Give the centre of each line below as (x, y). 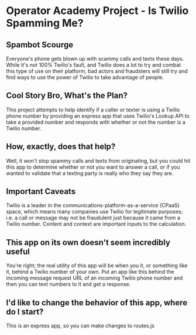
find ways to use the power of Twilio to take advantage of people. (85, 77)
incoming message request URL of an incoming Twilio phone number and (94, 278)
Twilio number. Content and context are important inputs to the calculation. (96, 224)
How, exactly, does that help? (61, 147)
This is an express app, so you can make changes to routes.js (80, 326)
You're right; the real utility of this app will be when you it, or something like (97, 266)
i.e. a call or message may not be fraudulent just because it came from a (93, 218)
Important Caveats (41, 192)
